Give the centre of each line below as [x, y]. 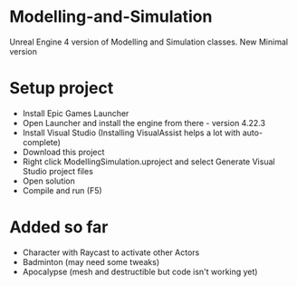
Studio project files [57, 171]
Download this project [63, 152]
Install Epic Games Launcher [76, 113]
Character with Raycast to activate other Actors [111, 252]
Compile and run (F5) [62, 190]
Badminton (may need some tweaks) [91, 261]
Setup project [62, 89]
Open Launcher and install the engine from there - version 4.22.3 [144, 123]
